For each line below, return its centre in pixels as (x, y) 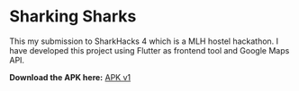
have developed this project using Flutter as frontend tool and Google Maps (149, 50)
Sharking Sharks (73, 17)
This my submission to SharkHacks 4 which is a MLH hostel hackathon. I (144, 41)
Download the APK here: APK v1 (70, 77)
